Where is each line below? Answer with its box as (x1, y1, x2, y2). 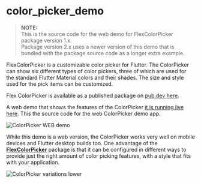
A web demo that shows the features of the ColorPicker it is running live (6, 103, 184, 110)
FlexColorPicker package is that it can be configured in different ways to (6, 146, 187, 153)
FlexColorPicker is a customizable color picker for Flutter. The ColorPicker (6, 61, 189, 68)
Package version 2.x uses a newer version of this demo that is (20, 43, 175, 50)
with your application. (6, 158, 60, 166)
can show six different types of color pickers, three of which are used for (6, 67, 187, 74)
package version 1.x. (20, 37, 72, 44)
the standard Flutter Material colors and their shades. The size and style (6, 74, 184, 81)
